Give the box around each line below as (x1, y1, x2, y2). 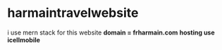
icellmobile (7, 35, 41, 44)
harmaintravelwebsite (7, 5, 139, 21)
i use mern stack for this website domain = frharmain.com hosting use (7, 28, 215, 37)
